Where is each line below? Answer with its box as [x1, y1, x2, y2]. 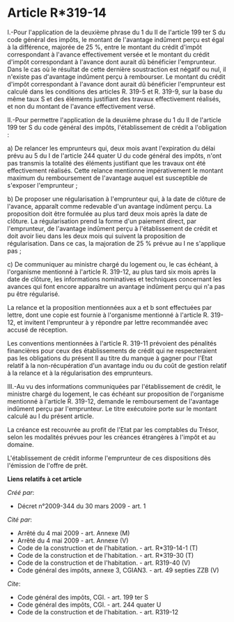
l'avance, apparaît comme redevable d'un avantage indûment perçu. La [7, 202, 212, 210]
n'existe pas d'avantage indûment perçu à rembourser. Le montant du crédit [7, 72, 226, 81]
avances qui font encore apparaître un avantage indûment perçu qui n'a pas [7, 282, 225, 290]
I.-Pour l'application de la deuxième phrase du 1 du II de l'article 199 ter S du [7, 28, 226, 36]
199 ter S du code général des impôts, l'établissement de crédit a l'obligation [7, 123, 227, 131]
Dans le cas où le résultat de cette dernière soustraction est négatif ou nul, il [7, 65, 226, 73]
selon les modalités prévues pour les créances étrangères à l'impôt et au [7, 433, 216, 441]
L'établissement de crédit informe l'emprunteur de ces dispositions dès [7, 454, 211, 462]
